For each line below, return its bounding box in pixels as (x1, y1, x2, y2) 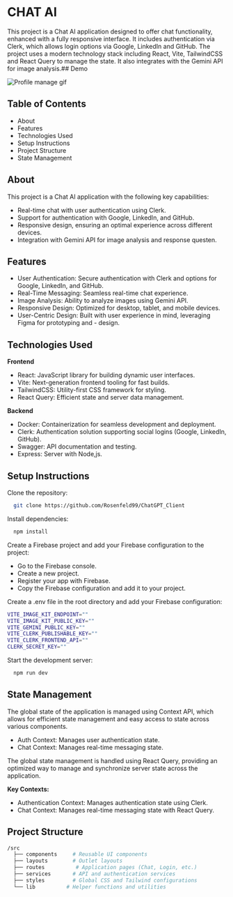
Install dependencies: (7, 514, 69, 523)
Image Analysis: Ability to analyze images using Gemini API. (17, 296, 189, 305)
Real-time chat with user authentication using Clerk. (17, 206, 167, 214)
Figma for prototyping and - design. (17, 319, 120, 327)
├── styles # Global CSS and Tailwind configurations (13, 877, 198, 884)
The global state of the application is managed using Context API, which (7, 707, 214, 716)
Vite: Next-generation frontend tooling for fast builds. (17, 378, 170, 387)
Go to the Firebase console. (17, 561, 97, 570)
